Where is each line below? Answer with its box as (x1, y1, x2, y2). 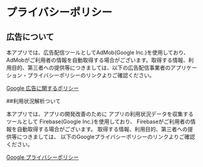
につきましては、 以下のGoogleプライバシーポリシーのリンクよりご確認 (16, 133, 196, 140)
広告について (6, 32, 55, 42)
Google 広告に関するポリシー (6, 84, 79, 92)
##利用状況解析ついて (6, 98, 61, 104)
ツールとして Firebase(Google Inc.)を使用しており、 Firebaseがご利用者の (6, 118, 191, 125)
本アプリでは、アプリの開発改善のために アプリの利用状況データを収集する (6, 111, 194, 117)
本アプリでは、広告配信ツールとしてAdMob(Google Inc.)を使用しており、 (6, 49, 189, 56)
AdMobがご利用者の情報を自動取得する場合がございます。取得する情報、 (6, 56, 189, 64)
